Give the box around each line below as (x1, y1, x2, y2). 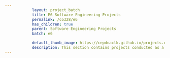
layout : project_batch (31, 7, 80, 13)
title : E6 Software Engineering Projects (31, 12, 121, 17)
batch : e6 (31, 31, 53, 36)
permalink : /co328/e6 (31, 17, 78, 22)
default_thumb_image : (31, 40, 78, 46)
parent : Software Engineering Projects (31, 26, 116, 32)
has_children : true (31, 21, 73, 27)
